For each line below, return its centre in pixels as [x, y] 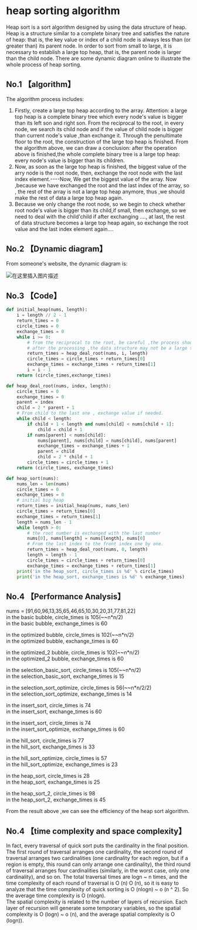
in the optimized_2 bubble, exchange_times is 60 [65, 659]
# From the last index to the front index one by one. [96, 544]
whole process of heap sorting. [44, 64]
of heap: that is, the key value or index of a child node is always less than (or [98, 39]
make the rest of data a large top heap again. [69, 197]
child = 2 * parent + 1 [46, 408]
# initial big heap [40, 501]
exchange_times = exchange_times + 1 [84, 446]
